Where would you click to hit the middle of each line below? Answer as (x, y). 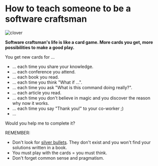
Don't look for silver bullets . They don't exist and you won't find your (81, 142)
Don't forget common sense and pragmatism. (58, 158)
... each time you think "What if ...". (47, 82)
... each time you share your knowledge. (53, 66)
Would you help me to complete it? (40, 123)
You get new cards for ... (30, 57)
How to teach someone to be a (68, 9)
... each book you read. (36, 77)
